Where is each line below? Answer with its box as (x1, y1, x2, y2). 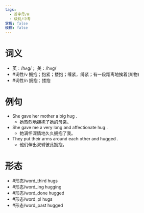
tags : (5, 7, 16, 12)
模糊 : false (5, 26, 28, 30)
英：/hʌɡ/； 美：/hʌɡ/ (12, 65, 57, 71)
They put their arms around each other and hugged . (12, 136, 119, 141)
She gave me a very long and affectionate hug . (12, 125, 108, 130)
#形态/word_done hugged (12, 190, 65, 196)
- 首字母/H (9, 12, 29, 17)
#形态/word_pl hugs (12, 196, 53, 202)
